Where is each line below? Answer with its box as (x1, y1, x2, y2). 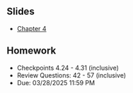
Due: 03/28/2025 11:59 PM (16, 78, 96, 87)
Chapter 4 (16, 24, 47, 32)
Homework (6, 45, 57, 57)
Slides (6, 6, 35, 18)
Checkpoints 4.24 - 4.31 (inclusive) (16, 63, 120, 72)
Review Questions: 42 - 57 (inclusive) (16, 70, 127, 80)
